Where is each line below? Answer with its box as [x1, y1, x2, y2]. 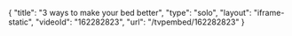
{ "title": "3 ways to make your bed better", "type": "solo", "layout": [8, 8, 252, 18]
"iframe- [253, 8, 285, 18]
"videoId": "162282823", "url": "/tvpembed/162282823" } [36, 17, 245, 27]
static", [8, 17, 35, 27]
